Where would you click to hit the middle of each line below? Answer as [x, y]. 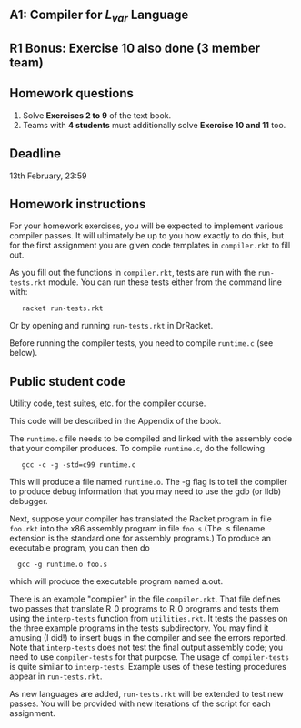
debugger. [29, 501]
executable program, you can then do [80, 548]
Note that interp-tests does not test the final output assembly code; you [146, 647]
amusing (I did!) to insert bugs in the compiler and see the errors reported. [149, 638]
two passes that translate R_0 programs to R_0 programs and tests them [144, 609]
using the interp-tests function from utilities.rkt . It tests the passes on [149, 619]
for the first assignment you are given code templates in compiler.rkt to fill [150, 246]
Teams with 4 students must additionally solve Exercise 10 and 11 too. [154, 125]
